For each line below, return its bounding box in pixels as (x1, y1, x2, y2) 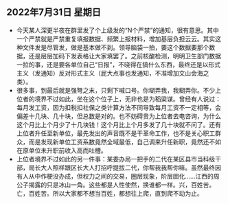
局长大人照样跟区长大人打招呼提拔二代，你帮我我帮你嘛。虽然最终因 (28, 163, 221, 172)
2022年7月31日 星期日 (6, 6, 101, 19)
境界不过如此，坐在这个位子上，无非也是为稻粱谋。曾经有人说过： (34, 95, 221, 103)
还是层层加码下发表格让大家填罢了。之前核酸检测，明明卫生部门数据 (28, 52, 221, 60)
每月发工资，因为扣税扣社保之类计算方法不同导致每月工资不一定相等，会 (16, 103, 221, 111)
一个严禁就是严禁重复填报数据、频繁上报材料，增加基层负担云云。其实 (16, 34, 216, 43)
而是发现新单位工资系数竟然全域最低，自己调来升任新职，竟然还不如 (28, 137, 221, 146)
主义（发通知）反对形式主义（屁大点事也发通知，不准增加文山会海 (16, 69, 203, 77)
